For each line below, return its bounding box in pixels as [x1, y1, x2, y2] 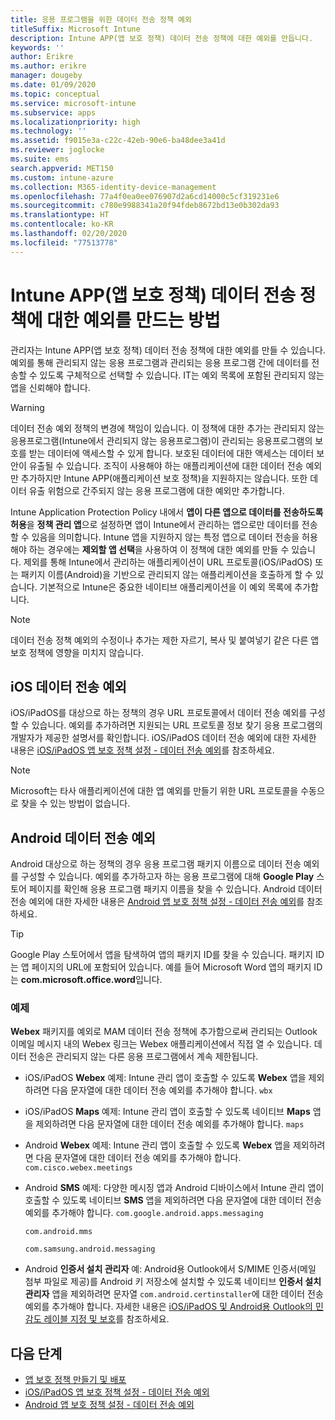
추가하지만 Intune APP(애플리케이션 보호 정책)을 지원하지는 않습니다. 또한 [20, 472, 308, 484]
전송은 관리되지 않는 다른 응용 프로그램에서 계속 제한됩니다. [28, 1051, 259, 1063]
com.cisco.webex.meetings [24, 1163, 133, 1173]
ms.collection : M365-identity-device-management [10, 182, 217, 192]
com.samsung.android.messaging [24, 1244, 156, 1255]
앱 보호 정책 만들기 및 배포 [24, 1374, 127, 1386]
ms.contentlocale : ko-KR [10, 219, 114, 230]
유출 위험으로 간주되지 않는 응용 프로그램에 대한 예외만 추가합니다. [28, 484, 285, 496]
